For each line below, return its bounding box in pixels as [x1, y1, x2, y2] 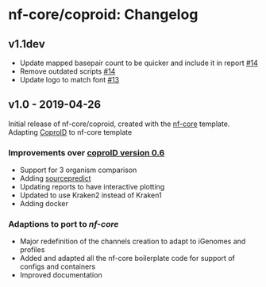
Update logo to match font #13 [19, 75, 120, 84]
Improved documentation [19, 270, 102, 280]
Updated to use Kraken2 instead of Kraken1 [19, 190, 162, 200]
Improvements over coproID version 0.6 [8, 147, 165, 158]
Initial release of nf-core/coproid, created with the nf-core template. [8, 119, 230, 128]
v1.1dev [8, 37, 45, 51]
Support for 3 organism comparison [19, 165, 137, 175]
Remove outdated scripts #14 [19, 67, 116, 76]
